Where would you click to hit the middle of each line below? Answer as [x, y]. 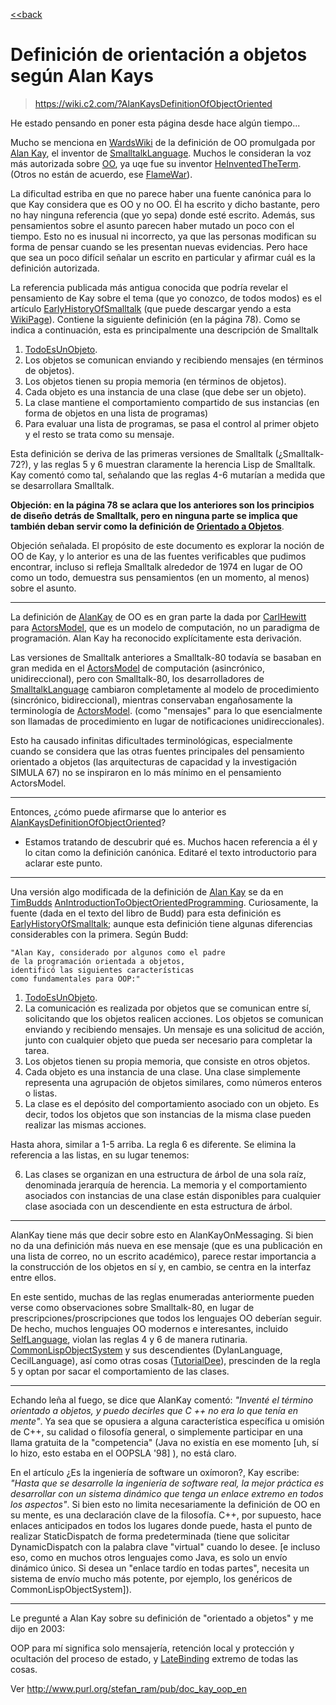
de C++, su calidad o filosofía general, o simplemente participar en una [156, 1431]
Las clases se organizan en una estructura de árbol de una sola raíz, [165, 1174]
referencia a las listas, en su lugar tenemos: [100, 1155]
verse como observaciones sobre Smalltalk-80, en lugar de [132, 1307]
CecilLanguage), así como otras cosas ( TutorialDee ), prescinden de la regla [165, 1360]
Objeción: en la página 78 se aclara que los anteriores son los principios [162, 505]
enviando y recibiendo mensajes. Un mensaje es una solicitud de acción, [174, 1029]
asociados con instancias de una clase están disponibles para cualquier [173, 1195]
